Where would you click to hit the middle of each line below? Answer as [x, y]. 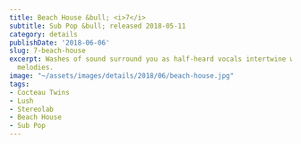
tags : [19, 84]
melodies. [35, 68]
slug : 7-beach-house [48, 51]
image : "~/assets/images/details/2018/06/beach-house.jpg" [122, 76]
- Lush [21, 101]
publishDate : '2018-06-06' [60, 42]
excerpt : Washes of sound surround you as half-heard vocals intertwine [148, 59]
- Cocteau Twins [39, 92]
